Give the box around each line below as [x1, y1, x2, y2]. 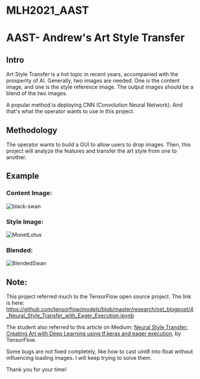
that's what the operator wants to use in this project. [6, 108, 135, 115]
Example [6, 171, 39, 181]
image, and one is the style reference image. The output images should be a [6, 83, 194, 90]
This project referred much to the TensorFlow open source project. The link [6, 293, 192, 300]
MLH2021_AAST [6, 4, 90, 17]
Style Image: [6, 217, 44, 226]
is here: [6, 299, 25, 307]
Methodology [6, 125, 58, 135]
